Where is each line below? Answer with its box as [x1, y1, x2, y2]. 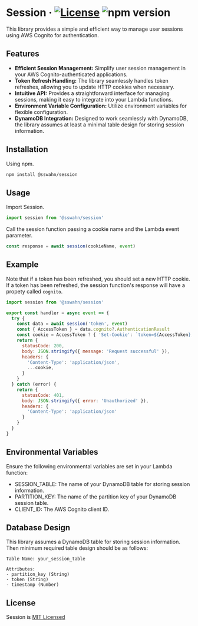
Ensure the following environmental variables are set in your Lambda [6, 462, 173, 469]
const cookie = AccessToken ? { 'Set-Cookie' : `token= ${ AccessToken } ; [16, 332, 194, 338]
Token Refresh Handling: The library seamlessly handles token [14, 77, 169, 84]
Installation [6, 145, 48, 155]
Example [6, 260, 39, 270]
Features [6, 49, 39, 59]
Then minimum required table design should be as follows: [6, 545, 148, 552]
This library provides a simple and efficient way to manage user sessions [6, 25, 183, 32]
